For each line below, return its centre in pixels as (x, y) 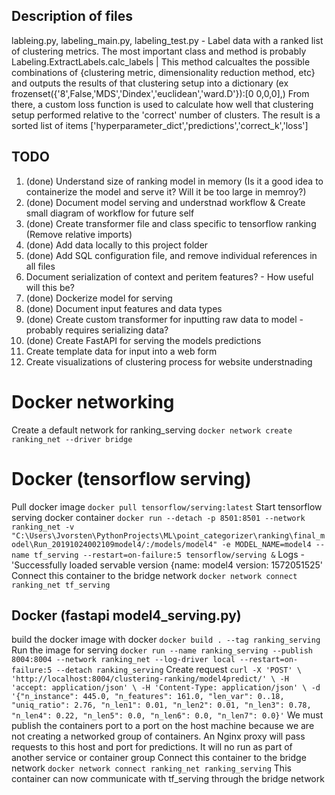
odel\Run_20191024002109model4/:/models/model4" (114, 544)
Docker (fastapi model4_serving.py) (126, 615)
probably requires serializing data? (97, 330)
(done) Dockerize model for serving (99, 298)
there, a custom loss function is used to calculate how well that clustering (162, 104)
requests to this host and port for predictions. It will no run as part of (152, 747)
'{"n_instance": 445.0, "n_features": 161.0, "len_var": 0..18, (148, 697)
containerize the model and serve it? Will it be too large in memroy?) (166, 191)
